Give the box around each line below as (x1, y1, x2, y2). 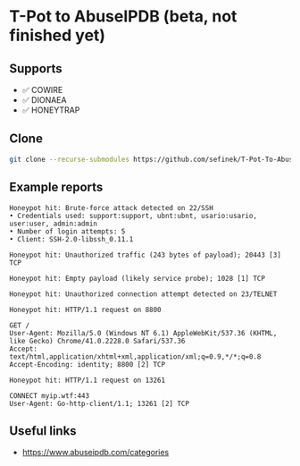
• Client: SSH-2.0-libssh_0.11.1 (9, 234, 134, 243)
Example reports (9, 180, 104, 195)
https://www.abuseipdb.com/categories (21, 447, 170, 458)
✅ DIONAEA (21, 95, 67, 105)
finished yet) (9, 25, 105, 46)
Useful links (9, 423, 78, 438)
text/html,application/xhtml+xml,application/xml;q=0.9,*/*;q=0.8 (9, 352, 262, 361)
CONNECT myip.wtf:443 (9, 391, 90, 400)
